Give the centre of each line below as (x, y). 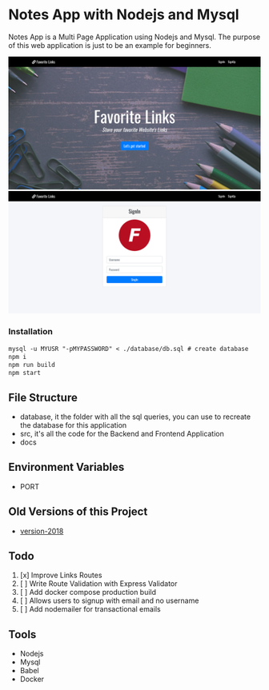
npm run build (32, 365)
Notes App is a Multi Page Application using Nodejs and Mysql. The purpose (134, 37)
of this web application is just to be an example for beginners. (110, 45)
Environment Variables (66, 467)
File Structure (43, 397)
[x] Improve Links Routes (61, 575)
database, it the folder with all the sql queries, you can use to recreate (135, 417)
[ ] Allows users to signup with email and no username (109, 600)
